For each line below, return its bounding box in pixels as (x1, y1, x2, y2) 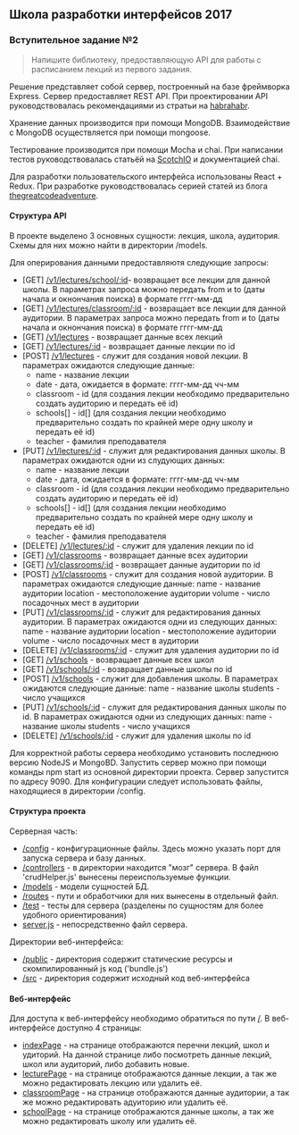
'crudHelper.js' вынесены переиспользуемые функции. (21, 871, 231, 883)
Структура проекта (9, 806, 87, 817)
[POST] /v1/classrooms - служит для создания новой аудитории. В (21, 568, 274, 579)
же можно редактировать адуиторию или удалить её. (21, 1097, 228, 1107)
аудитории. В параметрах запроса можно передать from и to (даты (21, 312, 280, 323)
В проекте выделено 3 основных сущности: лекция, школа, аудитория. (9, 230, 280, 240)
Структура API (9, 210, 67, 222)
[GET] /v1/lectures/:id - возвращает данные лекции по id (21, 340, 236, 351)
